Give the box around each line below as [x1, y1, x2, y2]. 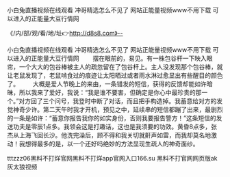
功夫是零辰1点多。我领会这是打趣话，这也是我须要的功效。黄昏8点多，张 [12, 122, 218, 131]
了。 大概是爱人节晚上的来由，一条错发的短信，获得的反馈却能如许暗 [7, 80, 213, 87]
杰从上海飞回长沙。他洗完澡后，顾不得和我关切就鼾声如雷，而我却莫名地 [7, 131, 211, 139]
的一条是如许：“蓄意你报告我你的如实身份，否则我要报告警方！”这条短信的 [7, 114, 217, 122]
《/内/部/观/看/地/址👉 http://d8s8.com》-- [7, 29, 123, 37]
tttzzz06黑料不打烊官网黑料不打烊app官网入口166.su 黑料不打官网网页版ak [7, 154, 218, 162]
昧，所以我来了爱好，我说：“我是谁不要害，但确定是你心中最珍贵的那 [7, 88, 202, 96]
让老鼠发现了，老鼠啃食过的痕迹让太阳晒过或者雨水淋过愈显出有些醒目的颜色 [7, 71, 223, 79]
